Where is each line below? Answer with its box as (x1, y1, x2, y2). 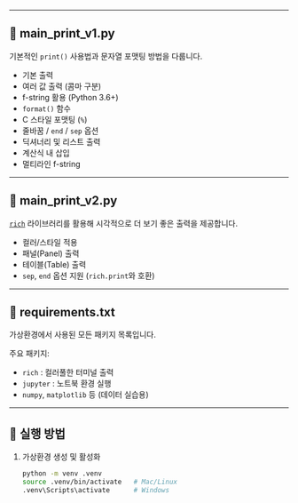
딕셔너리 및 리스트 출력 (21, 136, 101, 147)
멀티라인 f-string (21, 158, 82, 169)
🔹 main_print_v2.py (9, 193, 118, 209)
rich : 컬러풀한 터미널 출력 (21, 367, 114, 378)
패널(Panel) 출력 (21, 248, 80, 259)
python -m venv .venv (21, 469, 102, 478)
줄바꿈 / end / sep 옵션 (21, 125, 99, 136)
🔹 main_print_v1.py (9, 26, 115, 41)
